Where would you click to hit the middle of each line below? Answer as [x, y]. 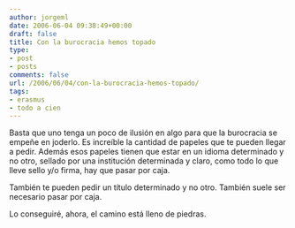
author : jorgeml [39, 17]
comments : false [39, 75]
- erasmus [27, 99]
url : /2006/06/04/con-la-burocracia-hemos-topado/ [104, 83]
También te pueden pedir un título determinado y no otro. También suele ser [147, 187]
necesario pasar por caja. [56, 197]
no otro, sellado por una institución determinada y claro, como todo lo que [144, 161]
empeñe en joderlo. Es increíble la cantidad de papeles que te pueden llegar [148, 142]
